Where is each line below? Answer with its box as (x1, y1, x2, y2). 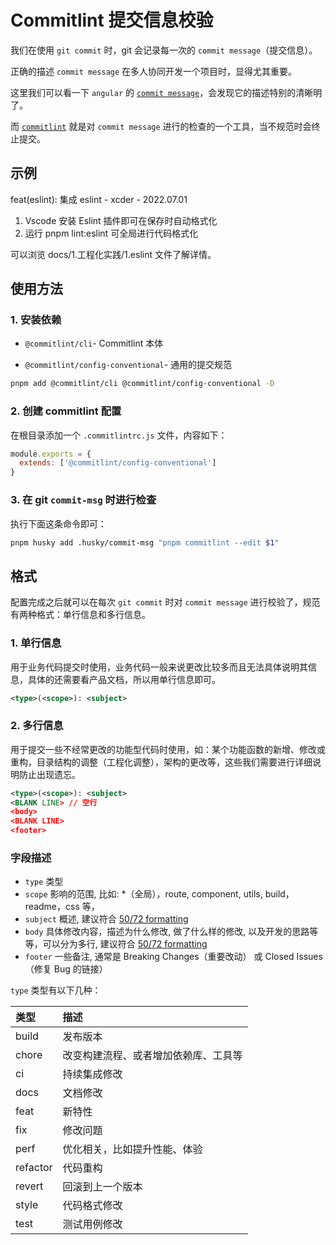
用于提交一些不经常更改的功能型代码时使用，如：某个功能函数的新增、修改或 (10, 743, 326, 755)
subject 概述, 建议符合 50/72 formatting (24, 913, 189, 925)
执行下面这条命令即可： (10, 517, 107, 530)
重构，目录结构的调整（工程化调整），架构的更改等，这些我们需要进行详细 (10, 756, 313, 768)
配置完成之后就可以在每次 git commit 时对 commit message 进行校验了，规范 (10, 596, 321, 608)
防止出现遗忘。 (18, 768, 81, 780)
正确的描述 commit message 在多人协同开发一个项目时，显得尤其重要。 (10, 65, 298, 77)
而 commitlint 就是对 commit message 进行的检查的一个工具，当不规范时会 (10, 120, 312, 132)
